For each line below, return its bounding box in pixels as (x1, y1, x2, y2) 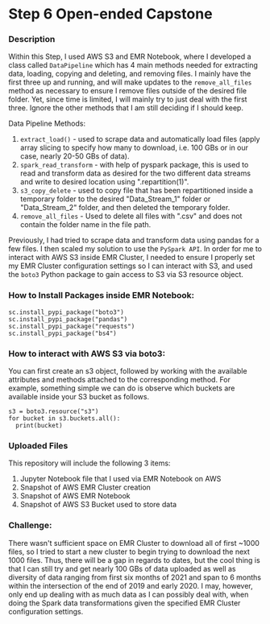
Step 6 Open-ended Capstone (8, 5, 213, 23)
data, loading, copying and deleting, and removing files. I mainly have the (8, 69, 251, 79)
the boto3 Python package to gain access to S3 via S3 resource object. (8, 270, 244, 279)
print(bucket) (15, 422, 63, 430)
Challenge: (8, 520, 52, 531)
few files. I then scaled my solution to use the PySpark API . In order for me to (8, 244, 262, 254)
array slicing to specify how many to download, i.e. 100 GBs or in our (19, 143, 248, 153)
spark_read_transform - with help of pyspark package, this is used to (19, 160, 249, 170)
